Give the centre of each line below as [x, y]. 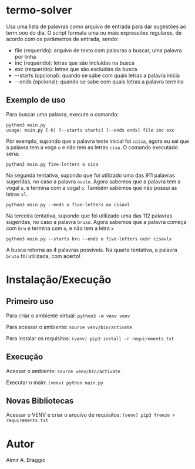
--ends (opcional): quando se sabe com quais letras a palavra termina [99, 81]
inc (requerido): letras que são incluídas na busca [75, 63]
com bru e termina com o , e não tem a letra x [60, 228]
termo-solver [39, 10]
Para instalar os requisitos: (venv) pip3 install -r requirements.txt [90, 338]
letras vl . [17, 194]
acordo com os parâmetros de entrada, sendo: [63, 39]
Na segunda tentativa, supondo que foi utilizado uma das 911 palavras [90, 175]
